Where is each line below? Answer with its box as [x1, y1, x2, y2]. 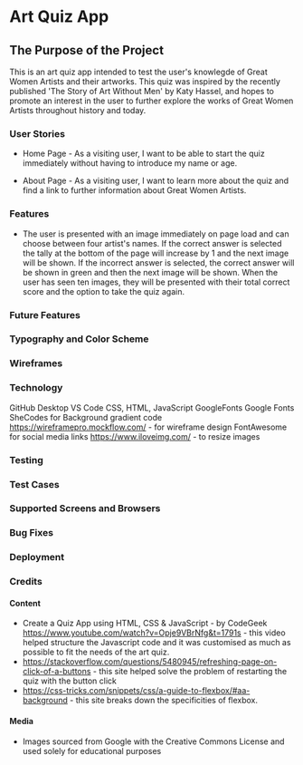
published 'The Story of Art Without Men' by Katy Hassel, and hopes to [9, 86, 274, 96]
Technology [9, 382, 63, 394]
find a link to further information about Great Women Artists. [22, 185, 247, 196]
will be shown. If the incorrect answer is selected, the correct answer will [22, 257, 295, 268]
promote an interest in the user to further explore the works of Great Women [9, 95, 294, 106]
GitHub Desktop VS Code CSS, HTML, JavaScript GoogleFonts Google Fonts [9, 402, 295, 413]
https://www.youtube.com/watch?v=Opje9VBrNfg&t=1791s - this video [22, 627, 287, 638]
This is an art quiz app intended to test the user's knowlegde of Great [9, 66, 269, 77]
